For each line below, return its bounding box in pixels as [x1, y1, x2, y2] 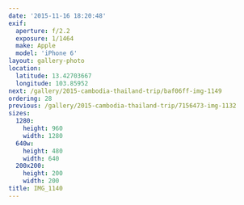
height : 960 [23, 124, 63, 132]
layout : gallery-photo [8, 57, 85, 65]
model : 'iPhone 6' [15, 49, 78, 57]
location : [8, 65, 42, 73]
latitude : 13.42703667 [15, 72, 92, 80]
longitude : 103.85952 [15, 79, 89, 87]
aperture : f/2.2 [15, 27, 70, 35]
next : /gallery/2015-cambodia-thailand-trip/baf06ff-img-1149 [8, 86, 222, 95]
